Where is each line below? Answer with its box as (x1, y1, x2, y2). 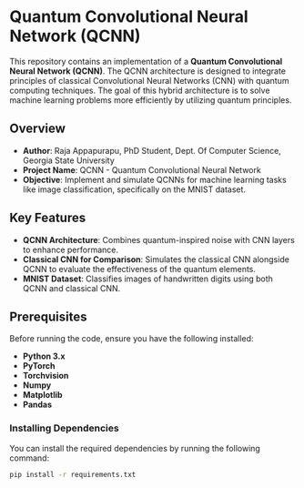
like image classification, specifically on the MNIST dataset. (22, 184, 247, 195)
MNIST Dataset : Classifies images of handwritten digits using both (22, 273, 273, 284)
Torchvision (22, 371, 69, 381)
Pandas (22, 399, 53, 411)
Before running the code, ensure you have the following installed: (9, 333, 254, 344)
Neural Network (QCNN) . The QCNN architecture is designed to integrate (9, 66, 287, 76)
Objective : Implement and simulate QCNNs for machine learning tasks (22, 174, 287, 185)
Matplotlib (22, 390, 63, 401)
